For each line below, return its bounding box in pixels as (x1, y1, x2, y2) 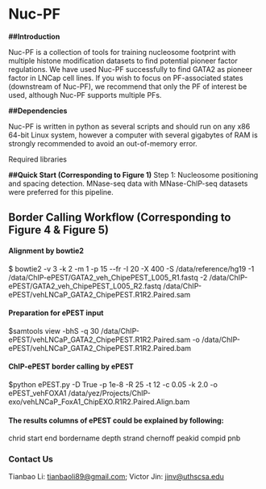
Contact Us (8, 453, 54, 465)
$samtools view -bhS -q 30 (8, 326, 99, 335)
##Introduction (8, 32, 60, 41)
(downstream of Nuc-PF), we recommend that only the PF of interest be (8, 82, 247, 91)
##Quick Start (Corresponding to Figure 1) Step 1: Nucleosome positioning (8, 170, 259, 179)
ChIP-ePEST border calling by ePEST (8, 361, 135, 372)
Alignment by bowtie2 (8, 246, 85, 255)
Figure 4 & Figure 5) (8, 223, 109, 237)
